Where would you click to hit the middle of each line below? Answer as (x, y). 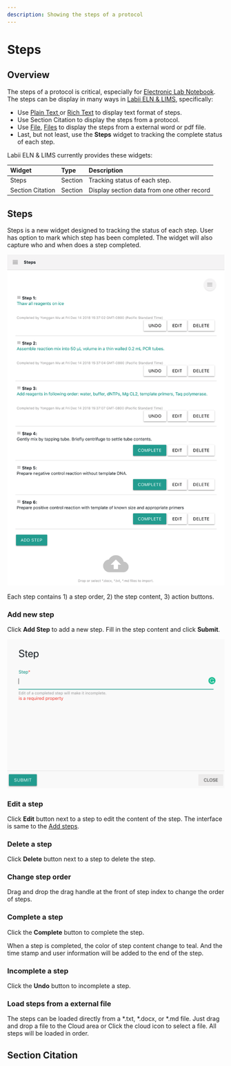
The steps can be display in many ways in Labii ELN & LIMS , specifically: (110, 99)
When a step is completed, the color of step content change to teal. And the (115, 945)
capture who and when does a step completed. (74, 244)
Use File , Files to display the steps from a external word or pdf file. (111, 127)
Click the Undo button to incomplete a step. (69, 986)
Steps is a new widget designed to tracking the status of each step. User (110, 230)
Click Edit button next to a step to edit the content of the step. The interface (115, 819)
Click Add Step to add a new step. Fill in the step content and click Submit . (114, 630)
